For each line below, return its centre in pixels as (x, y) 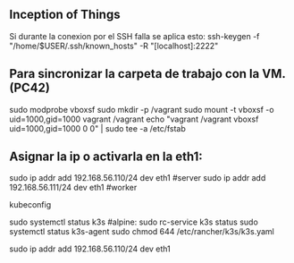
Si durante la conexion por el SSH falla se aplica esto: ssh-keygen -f (134, 36)
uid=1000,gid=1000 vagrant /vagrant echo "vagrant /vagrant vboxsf (134, 119)
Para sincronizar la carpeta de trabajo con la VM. (147, 74)
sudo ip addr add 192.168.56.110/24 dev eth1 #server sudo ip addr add (138, 178)
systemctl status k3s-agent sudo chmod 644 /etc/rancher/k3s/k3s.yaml (142, 232)
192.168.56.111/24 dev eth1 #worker (73, 188)
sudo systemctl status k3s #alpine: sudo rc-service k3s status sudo (134, 222)
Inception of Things (65, 15)
